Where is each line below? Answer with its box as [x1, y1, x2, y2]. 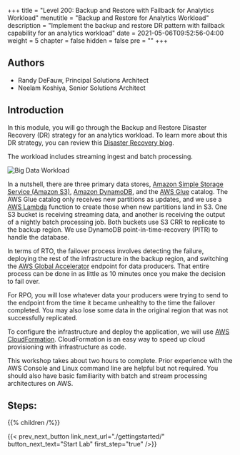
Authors [7, 57, 45, 69]
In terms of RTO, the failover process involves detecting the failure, [7, 246, 204, 255]
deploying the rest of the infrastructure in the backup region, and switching [7, 254, 229, 262]
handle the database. [7, 232, 70, 241]
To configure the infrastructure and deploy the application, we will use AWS [7, 327, 230, 336]
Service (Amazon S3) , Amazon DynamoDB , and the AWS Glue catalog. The [7, 187, 229, 195]
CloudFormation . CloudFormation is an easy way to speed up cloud [7, 334, 206, 343]
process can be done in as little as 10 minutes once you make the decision [7, 269, 226, 277]
